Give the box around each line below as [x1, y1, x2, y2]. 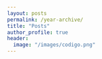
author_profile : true [7, 28, 69, 36]
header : [7, 35, 29, 42]
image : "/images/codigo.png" [13, 41, 96, 48]
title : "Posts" [7, 22, 50, 29]
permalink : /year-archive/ [7, 16, 84, 23]
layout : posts [7, 9, 48, 17]
